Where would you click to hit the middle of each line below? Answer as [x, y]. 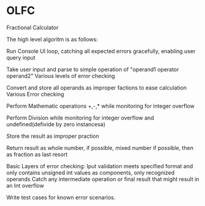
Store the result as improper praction [53, 136]
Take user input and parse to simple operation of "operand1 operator [93, 69]
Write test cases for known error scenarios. [61, 197]
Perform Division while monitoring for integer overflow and [80, 118]
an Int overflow [25, 185]
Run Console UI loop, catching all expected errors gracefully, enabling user [101, 51]
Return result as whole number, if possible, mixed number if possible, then [100, 147]
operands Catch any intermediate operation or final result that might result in [103, 179]
